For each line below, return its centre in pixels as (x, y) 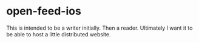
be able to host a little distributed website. (59, 34)
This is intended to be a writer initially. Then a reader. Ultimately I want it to (99, 28)
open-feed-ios (44, 11)
